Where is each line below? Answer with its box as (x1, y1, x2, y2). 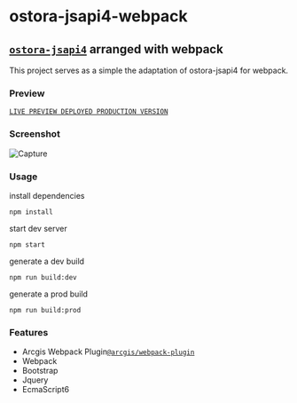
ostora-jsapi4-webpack (9, 6, 188, 27)
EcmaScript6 (21, 384, 69, 395)
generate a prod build (9, 288, 89, 299)
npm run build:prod (9, 305, 82, 314)
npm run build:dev (9, 273, 77, 281)
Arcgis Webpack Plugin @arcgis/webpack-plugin (21, 346, 195, 357)
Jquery (21, 375, 49, 385)
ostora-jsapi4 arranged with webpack (9, 42, 223, 57)
